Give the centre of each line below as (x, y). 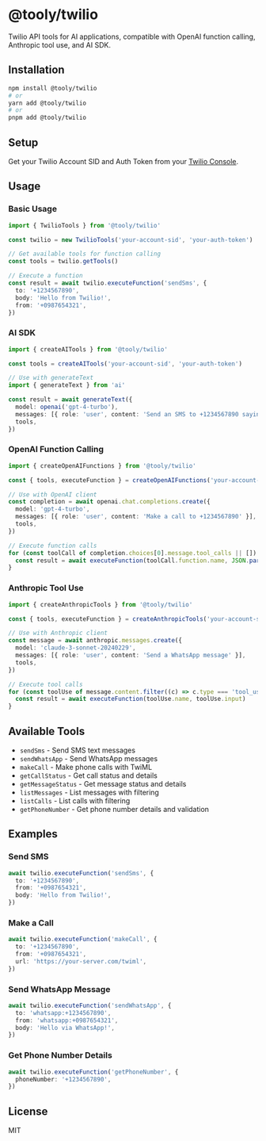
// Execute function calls (53, 546)
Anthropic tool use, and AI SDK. (60, 44)
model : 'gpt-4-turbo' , (53, 509)
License (28, 1111)
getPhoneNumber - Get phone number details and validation (114, 809)
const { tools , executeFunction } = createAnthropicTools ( (108, 619)
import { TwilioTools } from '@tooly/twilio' (84, 225)
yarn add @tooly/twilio (47, 103)
